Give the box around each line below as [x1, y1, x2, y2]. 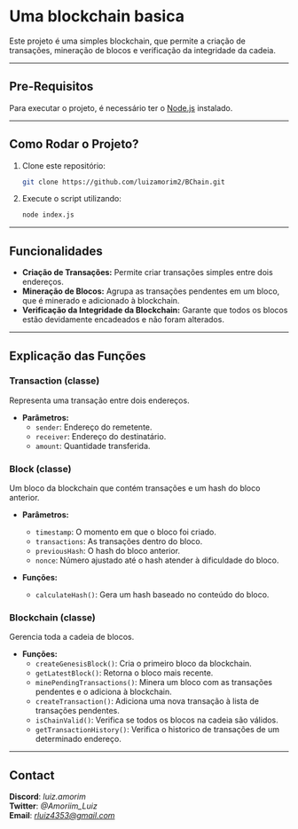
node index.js [21, 210, 74, 219]
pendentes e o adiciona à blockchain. [35, 686, 173, 698]
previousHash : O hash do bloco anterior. [35, 546, 180, 557]
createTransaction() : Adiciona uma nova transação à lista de [35, 696, 260, 707]
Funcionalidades [9, 243, 104, 258]
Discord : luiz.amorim [9, 792, 86, 802]
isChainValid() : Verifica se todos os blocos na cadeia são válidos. [35, 715, 279, 725]
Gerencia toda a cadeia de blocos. [9, 632, 135, 643]
